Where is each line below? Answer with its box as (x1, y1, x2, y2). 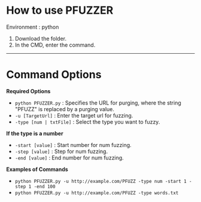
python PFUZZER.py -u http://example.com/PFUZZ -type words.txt (14, 189, 179, 196)
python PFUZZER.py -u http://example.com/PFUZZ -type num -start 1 (14, 178, 187, 184)
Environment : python (6, 23, 59, 30)
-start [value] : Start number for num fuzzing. (14, 141, 132, 148)
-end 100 (33, 183, 56, 189)
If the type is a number (6, 130, 64, 137)
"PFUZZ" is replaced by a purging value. (14, 105, 115, 112)
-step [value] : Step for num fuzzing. (14, 148, 108, 155)
